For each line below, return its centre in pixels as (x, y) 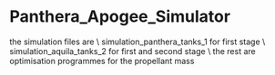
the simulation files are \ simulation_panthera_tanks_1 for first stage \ (137, 42)
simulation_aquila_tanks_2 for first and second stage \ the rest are (133, 51)
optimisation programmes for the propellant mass (102, 61)
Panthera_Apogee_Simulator (120, 17)
